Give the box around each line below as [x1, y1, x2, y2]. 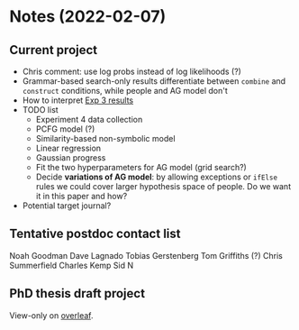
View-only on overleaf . [9, 309, 94, 321]
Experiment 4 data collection [35, 115, 143, 124]
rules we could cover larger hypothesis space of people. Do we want [35, 181, 291, 191]
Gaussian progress [35, 152, 106, 163]
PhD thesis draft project [9, 286, 146, 301]
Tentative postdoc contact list [9, 226, 181, 242]
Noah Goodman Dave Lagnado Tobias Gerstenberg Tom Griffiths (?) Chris [9, 250, 284, 261]
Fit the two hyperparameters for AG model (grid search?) [35, 162, 248, 172]
